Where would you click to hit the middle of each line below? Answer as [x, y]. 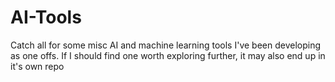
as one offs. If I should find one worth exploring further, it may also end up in [168, 55]
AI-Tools [46, 17]
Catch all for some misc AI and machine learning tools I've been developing [166, 45]
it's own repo [37, 66]
